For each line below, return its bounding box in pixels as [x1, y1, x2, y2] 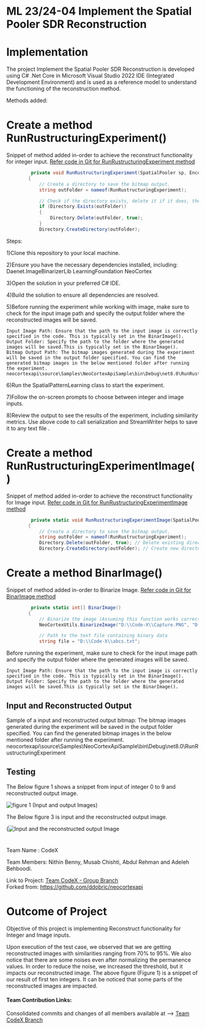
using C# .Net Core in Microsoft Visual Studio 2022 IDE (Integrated [6, 72, 174, 79]
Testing [6, 767, 36, 777]
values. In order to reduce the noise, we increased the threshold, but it [6, 962, 183, 970]
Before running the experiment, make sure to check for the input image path [6, 649, 198, 657]
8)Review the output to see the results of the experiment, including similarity [6, 411, 198, 419]
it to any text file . [6, 424, 50, 432]
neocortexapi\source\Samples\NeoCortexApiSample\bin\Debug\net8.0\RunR [6, 743, 199, 750]
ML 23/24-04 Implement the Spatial [6, 4, 192, 18]
